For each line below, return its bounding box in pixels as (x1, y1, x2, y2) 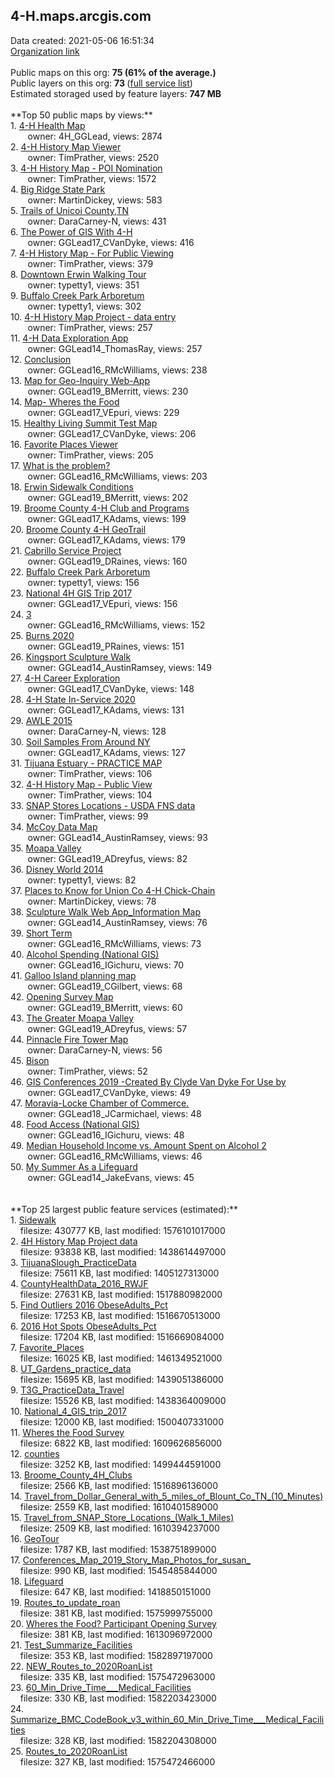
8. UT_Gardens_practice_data (10, 1362, 132, 1374)
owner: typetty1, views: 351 (27, 279, 140, 291)
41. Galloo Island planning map (10, 969, 137, 981)
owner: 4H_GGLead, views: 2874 (27, 130, 163, 142)
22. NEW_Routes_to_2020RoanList (10, 1660, 153, 1672)
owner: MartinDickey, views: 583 (27, 194, 163, 206)
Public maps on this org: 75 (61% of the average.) (10, 66, 217, 78)
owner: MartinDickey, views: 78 (27, 895, 157, 907)
